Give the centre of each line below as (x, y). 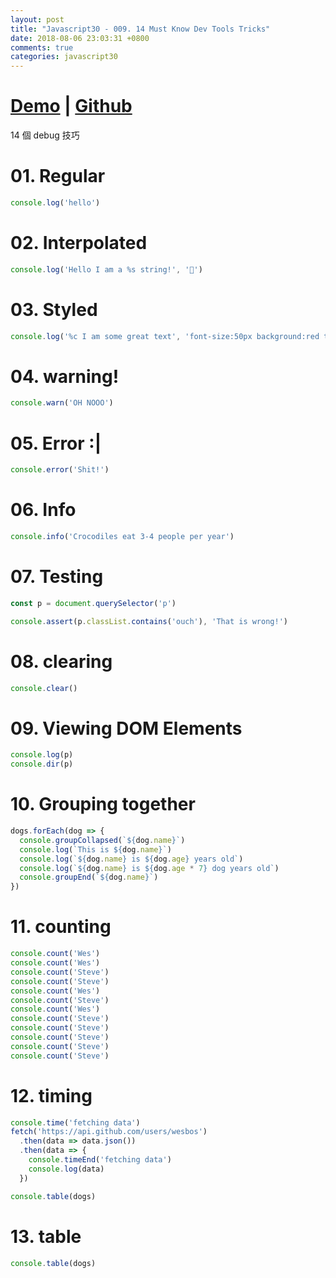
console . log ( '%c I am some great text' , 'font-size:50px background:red (165, 336)
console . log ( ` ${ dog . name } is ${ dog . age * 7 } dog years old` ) (149, 868)
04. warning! (65, 376)
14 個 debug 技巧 (45, 135)
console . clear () (44, 688)
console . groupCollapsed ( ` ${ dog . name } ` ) (102, 840)
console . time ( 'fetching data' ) (75, 1122)
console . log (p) (42, 755)
